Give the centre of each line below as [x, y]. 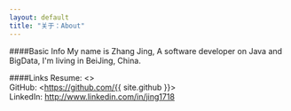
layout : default [39, 17]
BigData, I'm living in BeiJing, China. [75, 60]
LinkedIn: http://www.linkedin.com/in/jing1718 [92, 96]
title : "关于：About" [47, 26]
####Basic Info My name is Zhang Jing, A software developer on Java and [145, 51]
